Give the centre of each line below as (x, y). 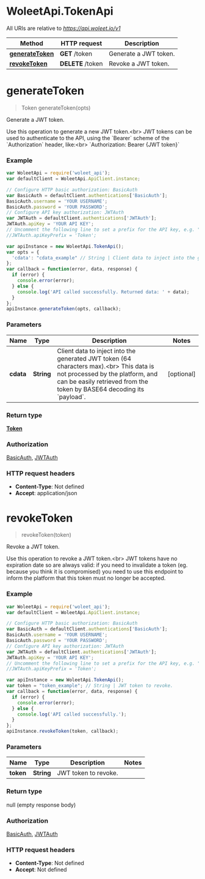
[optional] (182, 373)
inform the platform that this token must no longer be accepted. (86, 578)
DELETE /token (81, 64)
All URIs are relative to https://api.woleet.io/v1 (63, 28)
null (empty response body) (41, 805)
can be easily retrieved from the (103, 381)
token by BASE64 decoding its (101, 389)
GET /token (76, 53)
